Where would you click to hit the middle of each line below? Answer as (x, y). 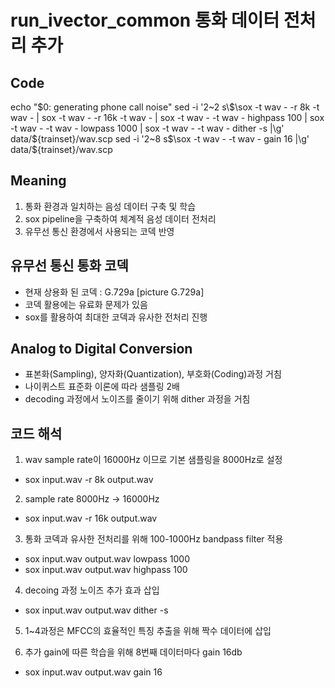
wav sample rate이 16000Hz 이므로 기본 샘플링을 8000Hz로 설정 (153, 460)
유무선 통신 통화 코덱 (69, 266)
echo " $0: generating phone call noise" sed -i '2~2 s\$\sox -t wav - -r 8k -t (165, 107)
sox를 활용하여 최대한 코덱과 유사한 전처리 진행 (116, 317)
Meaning (38, 181)
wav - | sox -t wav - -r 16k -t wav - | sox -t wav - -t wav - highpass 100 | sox (167, 117)
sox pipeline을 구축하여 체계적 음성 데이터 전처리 (120, 218)
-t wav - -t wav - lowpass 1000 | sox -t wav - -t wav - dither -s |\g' (147, 128)
